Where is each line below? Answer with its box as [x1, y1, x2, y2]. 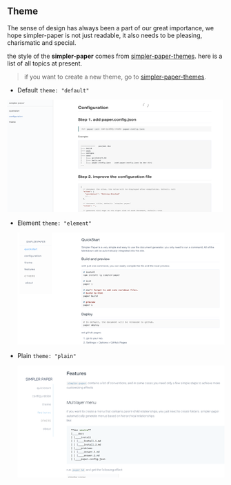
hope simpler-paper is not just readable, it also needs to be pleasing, [7, 31, 203, 39]
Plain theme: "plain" [17, 351, 77, 359]
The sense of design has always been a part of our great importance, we [7, 23, 214, 32]
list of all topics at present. [7, 59, 83, 68]
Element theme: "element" [17, 219, 92, 227]
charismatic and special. [7, 38, 77, 47]
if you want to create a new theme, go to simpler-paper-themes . [23, 72, 207, 81]
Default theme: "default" [17, 86, 90, 94]
